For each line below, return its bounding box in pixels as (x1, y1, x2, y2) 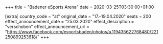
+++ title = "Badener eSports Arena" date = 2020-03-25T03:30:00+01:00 (5, 4, 154, 10)
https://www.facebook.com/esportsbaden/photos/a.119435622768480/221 (7, 29, 159, 34)
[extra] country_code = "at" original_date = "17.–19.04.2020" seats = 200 (5, 14, 152, 19)
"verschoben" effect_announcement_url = (5, 24, 90, 29)
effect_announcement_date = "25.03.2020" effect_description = (5, 19, 135, 24)
